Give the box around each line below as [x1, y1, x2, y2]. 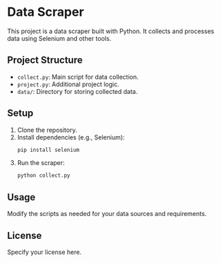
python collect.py [17, 172, 70, 179]
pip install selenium [17, 146, 79, 153]
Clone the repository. [17, 126, 77, 134]
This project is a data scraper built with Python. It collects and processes [7, 27, 215, 35]
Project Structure [7, 55, 83, 66]
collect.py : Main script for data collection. [17, 72, 140, 81]
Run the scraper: [17, 159, 65, 167]
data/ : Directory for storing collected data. [17, 87, 138, 95]
